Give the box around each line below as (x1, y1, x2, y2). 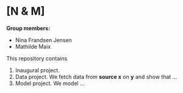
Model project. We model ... (15, 80, 85, 87)
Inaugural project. (15, 66, 60, 74)
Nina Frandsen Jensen (15, 36, 72, 43)
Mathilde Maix (15, 43, 51, 50)
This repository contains (6, 54, 68, 62)
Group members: (6, 24, 51, 32)
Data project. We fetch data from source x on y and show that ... (15, 73, 178, 80)
